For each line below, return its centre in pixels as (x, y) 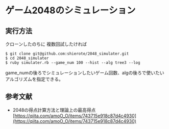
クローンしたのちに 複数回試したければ (46, 44)
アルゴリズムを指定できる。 (34, 79)
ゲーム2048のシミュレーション (70, 10)
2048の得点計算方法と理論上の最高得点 (54, 110)
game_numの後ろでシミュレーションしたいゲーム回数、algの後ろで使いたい (85, 73)
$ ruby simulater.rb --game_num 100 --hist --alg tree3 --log (73, 63)
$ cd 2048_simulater (27, 58)
